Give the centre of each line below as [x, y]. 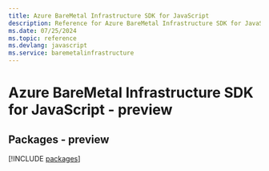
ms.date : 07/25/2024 [43, 31]
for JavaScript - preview [90, 110]
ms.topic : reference [43, 38]
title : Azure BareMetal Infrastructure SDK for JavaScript [109, 16]
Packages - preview [59, 139]
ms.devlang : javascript [48, 46]
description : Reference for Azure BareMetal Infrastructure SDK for [125, 23]
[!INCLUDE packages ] [44, 159]
